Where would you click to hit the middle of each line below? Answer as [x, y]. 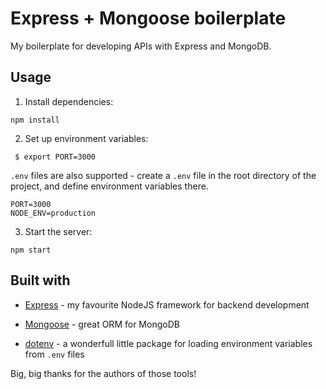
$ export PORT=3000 [55, 157]
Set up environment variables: [86, 138]
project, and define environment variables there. [109, 186]
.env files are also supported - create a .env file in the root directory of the [163, 175]
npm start [31, 250]
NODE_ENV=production [53, 213]
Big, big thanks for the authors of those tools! [103, 373]
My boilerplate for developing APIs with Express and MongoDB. [141, 46]
